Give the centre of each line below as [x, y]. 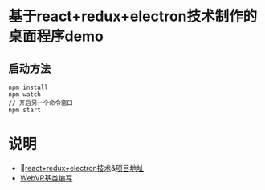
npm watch [25, 95]
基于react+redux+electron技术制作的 [133, 16]
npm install [28, 87]
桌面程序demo [56, 36]
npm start [25, 110]
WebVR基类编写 [46, 178]
